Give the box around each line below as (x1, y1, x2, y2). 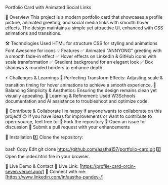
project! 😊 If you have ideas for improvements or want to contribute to (5, 113, 152, 119)
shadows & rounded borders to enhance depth (5, 65, 103, 70)
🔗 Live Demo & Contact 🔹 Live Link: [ (5, 163, 82, 169)
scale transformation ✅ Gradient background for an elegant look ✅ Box (5, 59, 153, 65)
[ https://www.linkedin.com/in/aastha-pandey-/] (5, 174, 104, 180)
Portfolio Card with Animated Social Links (5, 5, 92, 10)
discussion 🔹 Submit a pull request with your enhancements (5, 124, 130, 130)
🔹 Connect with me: (45, 169, 87, 174)
